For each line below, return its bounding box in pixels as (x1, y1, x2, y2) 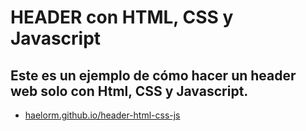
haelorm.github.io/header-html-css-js (24, 109, 181, 121)
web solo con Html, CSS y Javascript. (10, 82, 249, 100)
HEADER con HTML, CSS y (10, 6, 234, 29)
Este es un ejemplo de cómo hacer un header (10, 67, 297, 84)
